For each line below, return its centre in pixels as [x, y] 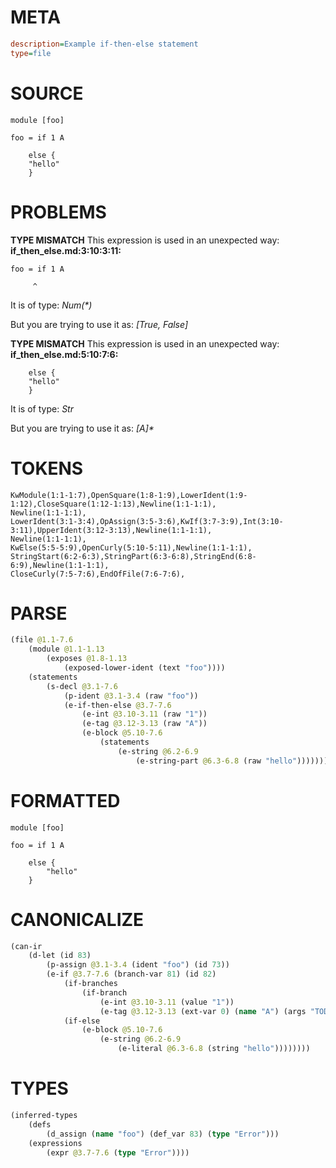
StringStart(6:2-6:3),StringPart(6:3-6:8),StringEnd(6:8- [133, 556]
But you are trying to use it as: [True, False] [99, 324]
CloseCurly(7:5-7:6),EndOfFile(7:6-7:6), [98, 574]
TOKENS [47, 468]
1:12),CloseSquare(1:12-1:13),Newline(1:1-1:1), [113, 504]
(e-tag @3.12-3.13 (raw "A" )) [144, 724]
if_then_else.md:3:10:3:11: [66, 250]
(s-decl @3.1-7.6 [82, 686]
